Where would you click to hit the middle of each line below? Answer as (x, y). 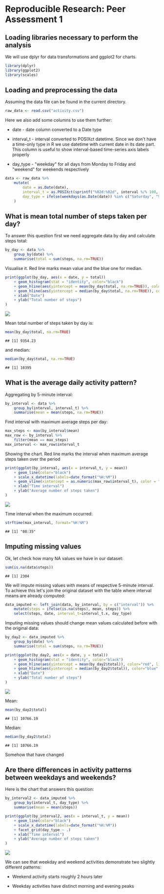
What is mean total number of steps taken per (76, 216)
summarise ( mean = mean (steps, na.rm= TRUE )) (59, 413)
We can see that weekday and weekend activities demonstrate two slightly (80, 862)
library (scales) (21, 75)
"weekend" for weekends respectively (51, 169)
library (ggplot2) (23, 70)
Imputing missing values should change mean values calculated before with (81, 623)
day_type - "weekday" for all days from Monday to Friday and (74, 164)
